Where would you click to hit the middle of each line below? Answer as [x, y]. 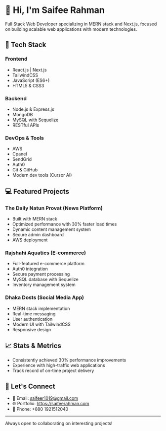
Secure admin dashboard [38, 234]
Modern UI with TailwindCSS [41, 324]
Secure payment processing [41, 274]
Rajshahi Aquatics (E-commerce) [46, 253]
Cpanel [20, 154]
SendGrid [22, 159]
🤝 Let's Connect [30, 386]
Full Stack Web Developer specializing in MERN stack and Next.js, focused [81, 24]
